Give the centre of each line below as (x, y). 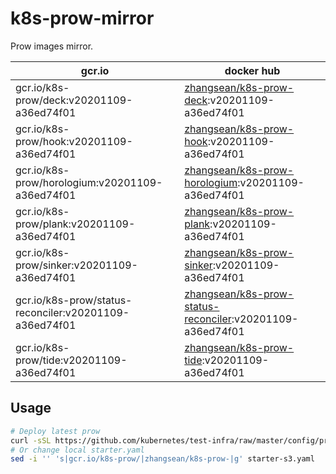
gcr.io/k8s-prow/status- (74, 300)
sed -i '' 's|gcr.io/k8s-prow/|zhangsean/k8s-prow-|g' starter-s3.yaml (162, 459)
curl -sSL (31, 440)
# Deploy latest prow (55, 431)
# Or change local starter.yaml (77, 450)
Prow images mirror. (52, 46)
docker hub (252, 70)
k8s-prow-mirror (82, 18)
